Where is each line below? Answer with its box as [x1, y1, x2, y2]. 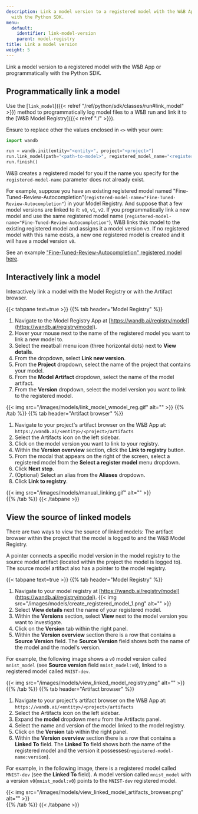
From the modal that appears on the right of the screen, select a [14, 452, 170, 460]
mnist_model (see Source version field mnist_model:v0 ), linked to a [6, 661, 167, 668]
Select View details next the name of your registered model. [14, 606, 162, 613]
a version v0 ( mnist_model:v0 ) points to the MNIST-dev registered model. [6, 777, 177, 784]
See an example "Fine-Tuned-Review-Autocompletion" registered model [6, 249, 182, 256]
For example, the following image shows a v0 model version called [6, 655, 167, 662]
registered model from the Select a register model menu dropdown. [14, 459, 180, 466]
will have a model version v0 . [6, 238, 76, 245]
